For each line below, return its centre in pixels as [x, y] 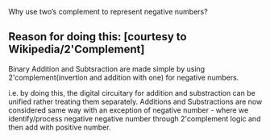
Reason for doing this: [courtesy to [98, 37]
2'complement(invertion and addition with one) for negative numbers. [124, 77]
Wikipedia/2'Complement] [77, 49]
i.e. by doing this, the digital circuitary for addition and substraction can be [132, 93]
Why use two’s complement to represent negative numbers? [108, 12]
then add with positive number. [60, 127]
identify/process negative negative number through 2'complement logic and [135, 118]
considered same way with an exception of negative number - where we [129, 110]
